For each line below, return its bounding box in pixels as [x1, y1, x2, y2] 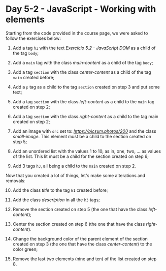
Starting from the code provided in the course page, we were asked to [5, 30, 148, 36]
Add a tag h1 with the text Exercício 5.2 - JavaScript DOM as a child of [12, 45, 156, 51]
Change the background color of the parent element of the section [12, 236, 148, 241]
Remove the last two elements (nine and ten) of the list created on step [12, 256, 157, 262]
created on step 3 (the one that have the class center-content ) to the [12, 241, 152, 247]
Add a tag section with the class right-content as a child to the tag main [12, 113, 159, 119]
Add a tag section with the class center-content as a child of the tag [12, 69, 152, 75]
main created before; [12, 74, 55, 80]
